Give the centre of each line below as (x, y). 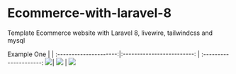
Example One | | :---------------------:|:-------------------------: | (104, 54)
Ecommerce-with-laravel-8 (90, 13)
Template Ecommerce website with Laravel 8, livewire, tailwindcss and (110, 33)
